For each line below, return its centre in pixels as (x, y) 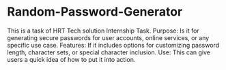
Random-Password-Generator (95, 12)
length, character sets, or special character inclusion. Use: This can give (109, 52)
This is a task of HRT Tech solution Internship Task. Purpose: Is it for (103, 31)
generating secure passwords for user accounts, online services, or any (108, 37)
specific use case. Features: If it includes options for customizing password (113, 45)
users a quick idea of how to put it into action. (71, 59)
